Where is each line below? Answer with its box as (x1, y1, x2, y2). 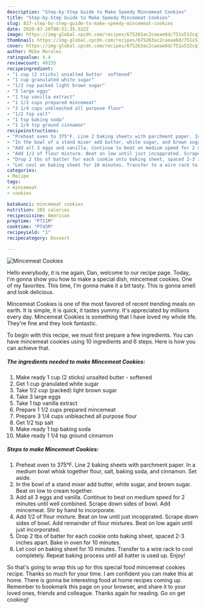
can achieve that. (7, 344, 50, 351)
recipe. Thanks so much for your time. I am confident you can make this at (7, 570, 193, 577)
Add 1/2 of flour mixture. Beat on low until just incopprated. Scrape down (15, 513, 198, 520)
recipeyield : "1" (7, 230, 51, 236)
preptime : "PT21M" (7, 218, 54, 224)
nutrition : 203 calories (7, 206, 70, 213)
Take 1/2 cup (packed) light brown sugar (15, 386, 117, 393)
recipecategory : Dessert (7, 235, 70, 241)
